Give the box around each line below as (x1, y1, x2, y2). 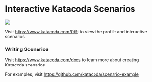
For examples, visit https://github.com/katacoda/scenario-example (5, 71, 139, 77)
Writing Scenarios (5, 46, 49, 52)
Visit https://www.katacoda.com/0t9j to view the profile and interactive (5, 28, 147, 34)
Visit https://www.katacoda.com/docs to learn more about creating (5, 57, 139, 63)
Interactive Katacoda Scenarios (5, 3, 135, 15)
